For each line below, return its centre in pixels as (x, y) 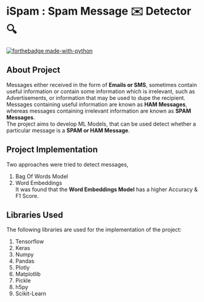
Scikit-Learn (31, 293)
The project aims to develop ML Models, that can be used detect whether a (101, 124)
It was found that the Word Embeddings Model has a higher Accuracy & (106, 189)
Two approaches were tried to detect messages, (67, 164)
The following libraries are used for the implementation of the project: (94, 230)
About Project (33, 70)
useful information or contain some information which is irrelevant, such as (101, 91)
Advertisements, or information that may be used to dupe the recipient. (96, 97)
